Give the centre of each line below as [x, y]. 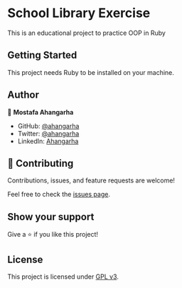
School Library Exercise [79, 13]
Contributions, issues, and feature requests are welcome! [91, 180]
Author [23, 95]
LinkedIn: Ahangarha [48, 141]
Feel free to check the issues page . [59, 195]
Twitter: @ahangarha [48, 133]
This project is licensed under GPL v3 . [63, 277]
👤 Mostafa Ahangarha [41, 112]
